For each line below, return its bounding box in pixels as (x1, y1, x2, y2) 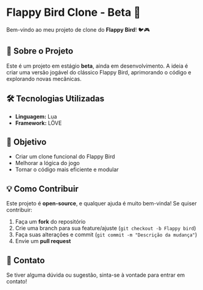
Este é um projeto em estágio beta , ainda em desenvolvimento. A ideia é (6, 62, 188, 69)
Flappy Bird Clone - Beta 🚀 (6, 5, 141, 19)
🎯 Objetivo (6, 136, 47, 147)
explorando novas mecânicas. (6, 75, 82, 82)
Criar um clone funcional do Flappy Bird (15, 153, 115, 160)
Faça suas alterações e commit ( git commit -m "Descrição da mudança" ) (15, 231, 198, 238)
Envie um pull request (15, 238, 71, 245)
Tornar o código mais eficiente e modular (15, 166, 119, 173)
